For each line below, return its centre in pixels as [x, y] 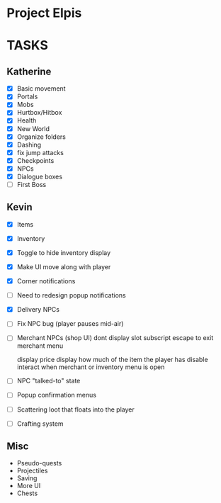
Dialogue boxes [40, 176]
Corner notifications [46, 281]
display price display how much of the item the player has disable [112, 360]
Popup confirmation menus [57, 395]
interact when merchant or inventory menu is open [91, 367]
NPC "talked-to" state [49, 381]
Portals [27, 96]
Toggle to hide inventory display [64, 252]
